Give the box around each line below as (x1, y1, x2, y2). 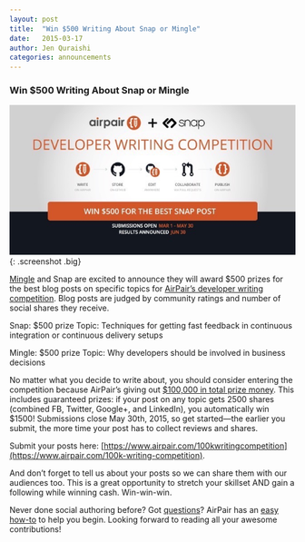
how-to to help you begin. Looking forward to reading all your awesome (9, 514, 278, 525)
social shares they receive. (9, 302, 110, 313)
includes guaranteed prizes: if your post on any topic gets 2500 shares (9, 393, 275, 404)
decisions (9, 357, 45, 368)
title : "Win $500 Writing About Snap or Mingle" (9, 24, 202, 34)
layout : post (9, 15, 59, 24)
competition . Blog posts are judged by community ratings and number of (9, 292, 281, 303)
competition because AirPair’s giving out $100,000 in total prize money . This (9, 384, 295, 395)
